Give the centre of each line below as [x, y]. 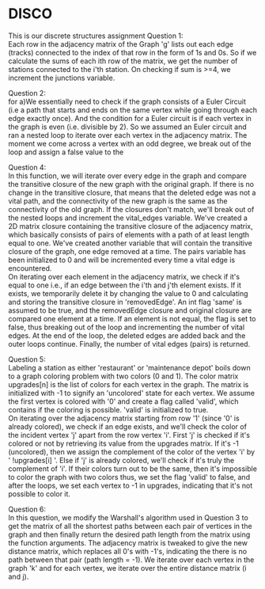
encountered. [30, 268]
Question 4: [27, 167]
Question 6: [27, 509]
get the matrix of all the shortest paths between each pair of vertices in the [130, 526]
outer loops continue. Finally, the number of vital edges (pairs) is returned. [129, 344]
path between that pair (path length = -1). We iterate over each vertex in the [131, 560]
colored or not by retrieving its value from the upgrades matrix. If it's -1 [123, 443]
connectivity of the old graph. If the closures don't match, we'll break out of [131, 209]
